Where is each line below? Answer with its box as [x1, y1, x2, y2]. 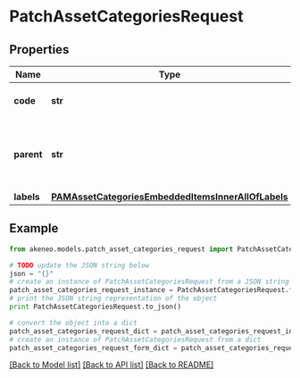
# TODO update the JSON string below [9, 261, 150, 270]
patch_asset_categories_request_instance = [9, 286, 174, 295]
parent [13, 148, 43, 160]
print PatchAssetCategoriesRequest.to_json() [9, 302, 181, 312]
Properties [9, 42, 70, 57]
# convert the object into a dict [9, 318, 138, 327]
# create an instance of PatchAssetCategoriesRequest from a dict [9, 335, 262, 344]
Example [9, 221, 59, 236]
